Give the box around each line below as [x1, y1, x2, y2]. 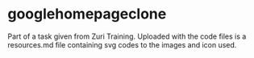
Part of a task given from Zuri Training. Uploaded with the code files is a [7, 31, 247, 41]
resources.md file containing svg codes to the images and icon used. [7, 39, 237, 49]
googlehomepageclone [7, 5, 167, 23]
